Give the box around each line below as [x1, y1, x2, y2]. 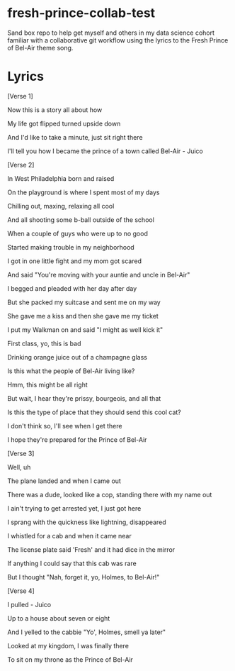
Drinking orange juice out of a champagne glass [7, 353, 147, 361]
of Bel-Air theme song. [7, 43, 74, 52]
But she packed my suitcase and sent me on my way [7, 298, 161, 306]
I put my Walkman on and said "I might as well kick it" [7, 325, 164, 334]
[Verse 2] [7, 160, 35, 169]
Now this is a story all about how [7, 105, 103, 114]
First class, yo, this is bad [7, 339, 81, 348]
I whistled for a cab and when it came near [7, 531, 132, 540]
